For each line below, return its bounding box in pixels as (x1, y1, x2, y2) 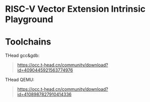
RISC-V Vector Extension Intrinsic (5, 3, 146, 15)
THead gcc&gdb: (5, 52, 40, 58)
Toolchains (5, 36, 52, 48)
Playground (5, 14, 53, 25)
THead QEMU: (5, 77, 34, 83)
